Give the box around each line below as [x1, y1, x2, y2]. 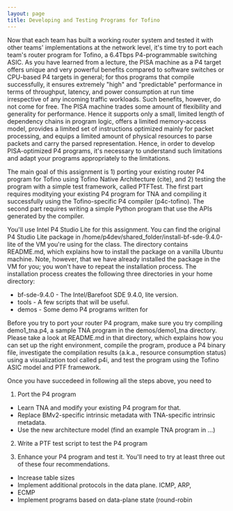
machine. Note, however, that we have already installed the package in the [7, 254, 220, 263]
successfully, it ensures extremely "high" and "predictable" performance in [7, 80, 223, 88]
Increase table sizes [17, 473, 75, 482]
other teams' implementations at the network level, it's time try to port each [7, 43, 223, 51]
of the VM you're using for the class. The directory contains [17, 240, 188, 248]
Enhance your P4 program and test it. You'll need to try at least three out [17, 453, 225, 461]
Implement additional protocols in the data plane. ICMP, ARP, [17, 480, 192, 489]
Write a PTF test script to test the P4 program [17, 439, 148, 447]
